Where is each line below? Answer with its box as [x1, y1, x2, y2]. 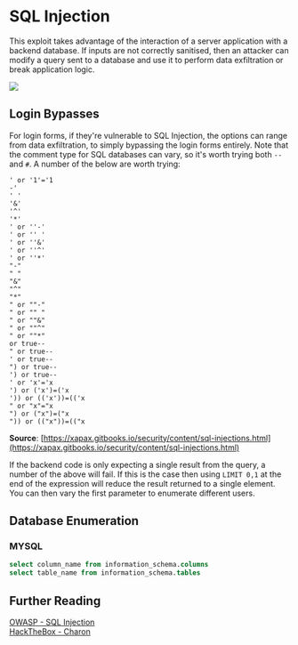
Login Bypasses [9, 107, 100, 122]
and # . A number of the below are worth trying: [9, 158, 181, 169]
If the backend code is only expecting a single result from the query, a [9, 459, 266, 470]
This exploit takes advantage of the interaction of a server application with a [9, 36, 288, 46]
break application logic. [9, 64, 95, 75]
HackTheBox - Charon [9, 626, 91, 637]
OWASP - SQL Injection [9, 617, 95, 627]
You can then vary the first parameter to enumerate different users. [9, 488, 255, 498]
